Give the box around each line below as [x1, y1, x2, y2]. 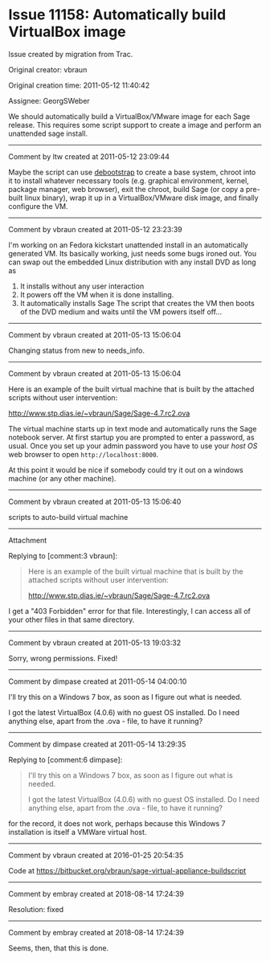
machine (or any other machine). [8, 473, 117, 483]
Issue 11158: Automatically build [8, 6, 227, 24]
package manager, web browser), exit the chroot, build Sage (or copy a [8, 184, 244, 194]
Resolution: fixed [8, 904, 64, 914]
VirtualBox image [8, 22, 126, 41]
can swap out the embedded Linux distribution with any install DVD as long [8, 257, 256, 267]
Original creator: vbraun [8, 64, 88, 74]
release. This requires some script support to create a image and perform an [8, 120, 262, 129]
